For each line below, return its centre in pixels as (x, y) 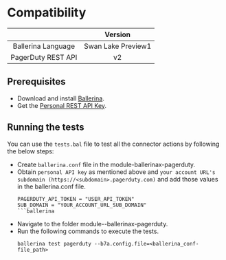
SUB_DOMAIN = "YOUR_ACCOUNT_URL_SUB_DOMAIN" (82, 205)
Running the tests (46, 128)
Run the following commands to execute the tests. (88, 231)
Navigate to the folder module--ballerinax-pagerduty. (92, 224)
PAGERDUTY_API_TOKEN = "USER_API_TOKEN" (76, 199)
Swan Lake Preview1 (117, 46)
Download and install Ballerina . (60, 98)
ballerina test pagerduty (54, 243)
